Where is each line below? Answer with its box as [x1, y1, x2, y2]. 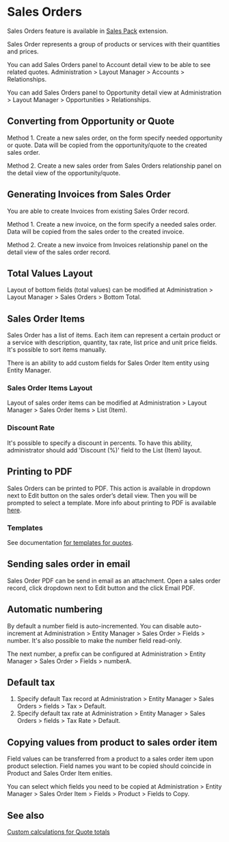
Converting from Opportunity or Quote [7, 116, 175, 127]
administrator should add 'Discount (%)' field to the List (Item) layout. [7, 446, 202, 454]
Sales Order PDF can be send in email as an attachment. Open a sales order [7, 576, 221, 585]
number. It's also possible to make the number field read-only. [7, 636, 183, 644]
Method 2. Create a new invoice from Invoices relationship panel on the [7, 240, 208, 248]
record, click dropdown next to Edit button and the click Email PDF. [7, 583, 196, 592]
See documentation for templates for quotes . [7, 538, 133, 546]
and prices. [7, 47, 39, 55]
